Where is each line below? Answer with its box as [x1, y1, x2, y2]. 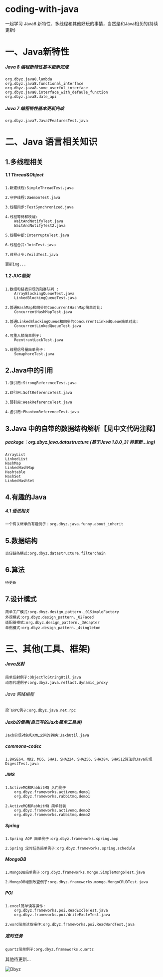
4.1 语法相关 [5, 507, 30, 514]
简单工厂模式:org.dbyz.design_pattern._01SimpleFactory [5, 609, 119, 614]
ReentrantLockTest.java [14, 337, 64, 342]
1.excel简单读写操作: [5, 903, 46, 908]
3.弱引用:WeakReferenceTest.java [5, 400, 72, 405]
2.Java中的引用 [5, 366, 53, 374]
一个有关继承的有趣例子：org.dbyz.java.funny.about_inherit [5, 522, 124, 527]
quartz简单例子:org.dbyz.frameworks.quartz [5, 947, 94, 952]
